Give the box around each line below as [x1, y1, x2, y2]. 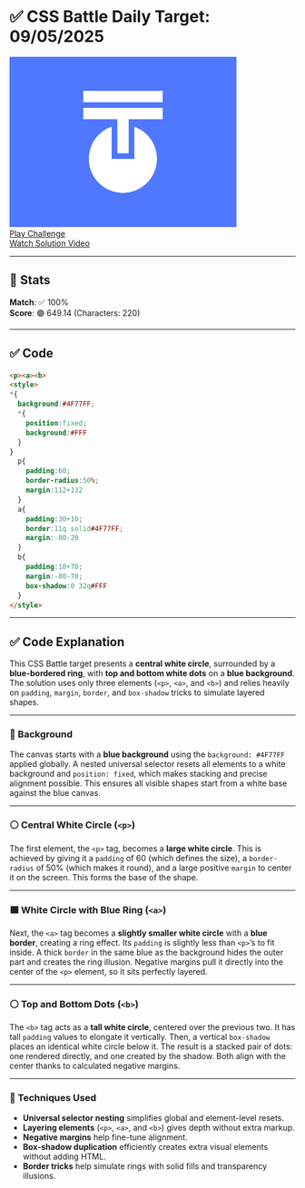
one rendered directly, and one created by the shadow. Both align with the [9, 1051, 286, 1062]
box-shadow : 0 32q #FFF [25, 581, 107, 591]
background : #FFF [25, 428, 88, 437]
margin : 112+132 [25, 486, 84, 496]
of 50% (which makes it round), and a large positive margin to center [35, 862, 292, 873]
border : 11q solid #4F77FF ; [25, 524, 124, 533]
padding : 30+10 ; [25, 515, 84, 524]
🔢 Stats [9, 272, 51, 288]
